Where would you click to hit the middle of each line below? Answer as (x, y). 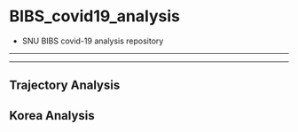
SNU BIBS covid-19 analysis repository (93, 41)
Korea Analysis (52, 116)
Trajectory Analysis (65, 85)
